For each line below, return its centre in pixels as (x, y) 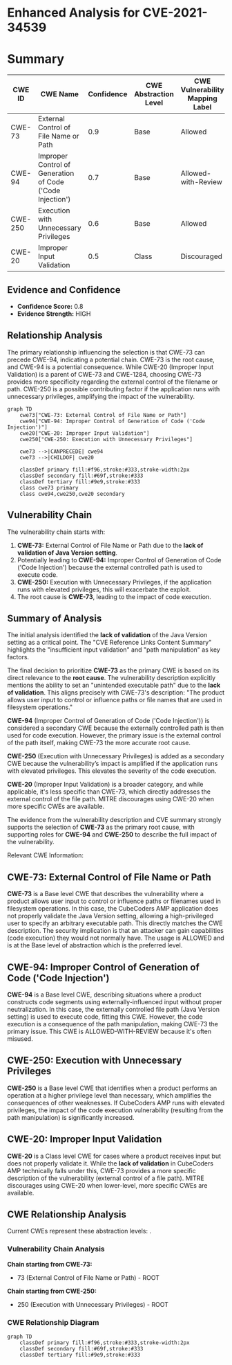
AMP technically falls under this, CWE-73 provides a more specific (101, 1170)
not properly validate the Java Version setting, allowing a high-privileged (110, 916)
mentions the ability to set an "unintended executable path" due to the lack (114, 685)
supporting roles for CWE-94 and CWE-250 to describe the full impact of (112, 835)
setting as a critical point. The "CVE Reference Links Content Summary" (109, 643)
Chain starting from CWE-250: (52, 1291)
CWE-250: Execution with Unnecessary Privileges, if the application (114, 582)
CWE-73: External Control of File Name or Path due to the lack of (110, 545)
